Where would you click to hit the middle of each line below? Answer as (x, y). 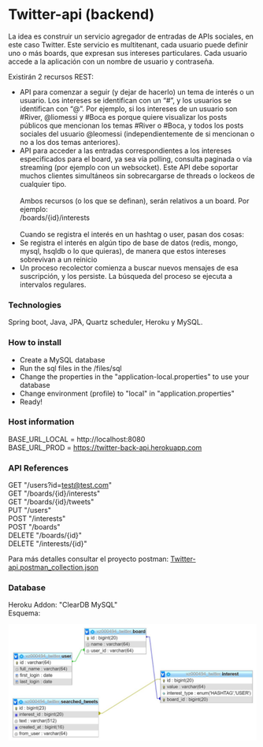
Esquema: (24, 613)
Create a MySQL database (62, 359)
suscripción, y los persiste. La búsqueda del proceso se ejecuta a (126, 276)
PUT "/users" (30, 511)
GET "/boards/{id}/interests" (54, 493)
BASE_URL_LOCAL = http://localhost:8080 (77, 439)
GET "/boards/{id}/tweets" (51, 502)
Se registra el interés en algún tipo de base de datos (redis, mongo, (129, 243)
